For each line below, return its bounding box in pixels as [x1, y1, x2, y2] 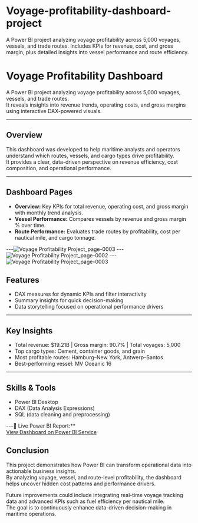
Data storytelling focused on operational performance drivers [14, 303, 164, 310]
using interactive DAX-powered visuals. [6, 107, 102, 114]
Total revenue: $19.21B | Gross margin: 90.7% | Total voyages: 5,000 [14, 342, 181, 349]
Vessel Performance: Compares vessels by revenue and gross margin [14, 215, 187, 222]
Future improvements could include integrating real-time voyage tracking [6, 491, 184, 498]
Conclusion [6, 446, 49, 456]
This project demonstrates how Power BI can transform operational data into [6, 461, 192, 468]
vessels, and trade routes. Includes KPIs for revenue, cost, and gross [6, 42, 173, 49]
